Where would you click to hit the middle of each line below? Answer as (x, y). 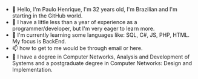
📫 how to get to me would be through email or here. (77, 48)
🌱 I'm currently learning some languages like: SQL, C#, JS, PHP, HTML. (101, 35)
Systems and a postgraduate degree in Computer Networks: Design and (102, 63)
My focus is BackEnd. (39, 41)
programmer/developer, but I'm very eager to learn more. (83, 28)
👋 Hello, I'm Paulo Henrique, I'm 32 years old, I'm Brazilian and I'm (94, 9)
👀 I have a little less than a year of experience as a (74, 22)
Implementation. (32, 70)
